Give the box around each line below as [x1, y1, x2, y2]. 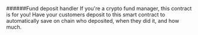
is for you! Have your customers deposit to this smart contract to [6, 11, 166, 18]
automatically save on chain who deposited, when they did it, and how [6, 17, 179, 24]
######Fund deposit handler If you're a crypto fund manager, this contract [6, 5, 192, 12]
